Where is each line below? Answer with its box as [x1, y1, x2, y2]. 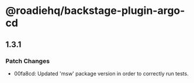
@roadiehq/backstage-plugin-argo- [5, 4, 185, 17]
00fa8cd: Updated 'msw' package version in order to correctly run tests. [13, 70, 189, 77]
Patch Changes [5, 57, 50, 65]
